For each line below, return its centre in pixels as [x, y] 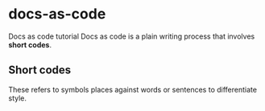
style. [17, 98]
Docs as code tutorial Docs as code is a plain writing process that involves [132, 36]
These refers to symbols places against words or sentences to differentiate [133, 89]
